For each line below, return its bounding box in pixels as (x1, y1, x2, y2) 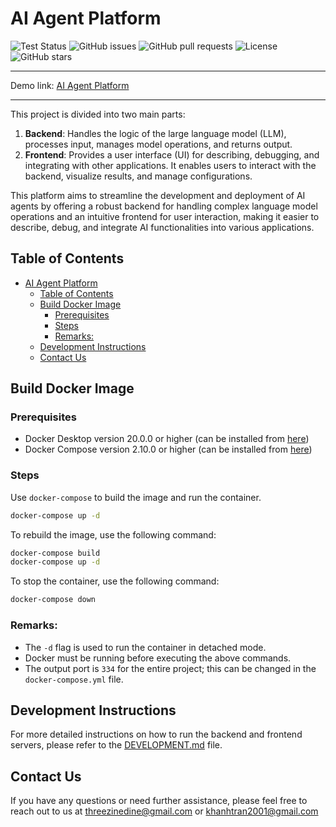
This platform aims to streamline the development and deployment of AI (10, 189, 306, 201)
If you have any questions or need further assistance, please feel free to (10, 795, 308, 807)
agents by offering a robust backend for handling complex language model (10, 200, 318, 212)
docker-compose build (10, 548, 101, 558)
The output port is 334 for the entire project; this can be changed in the (24, 662, 317, 674)
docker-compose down (10, 595, 97, 605)
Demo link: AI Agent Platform (10, 79, 130, 91)
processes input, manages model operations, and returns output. (24, 138, 293, 150)
